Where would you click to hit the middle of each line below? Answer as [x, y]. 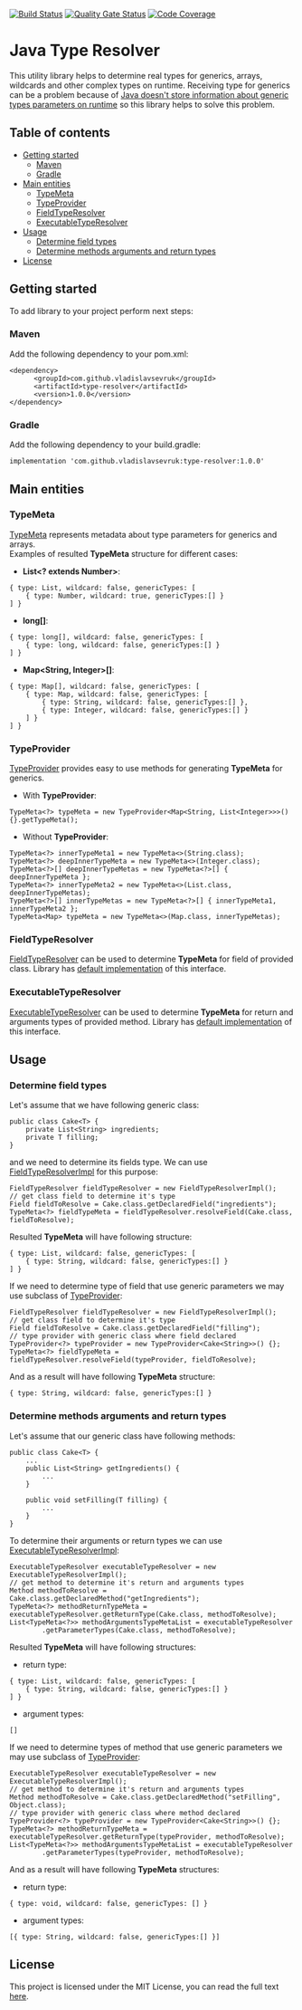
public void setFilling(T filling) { [97, 1500]
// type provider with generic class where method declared [125, 1813]
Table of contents [60, 133]
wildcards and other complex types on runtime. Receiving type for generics [150, 85]
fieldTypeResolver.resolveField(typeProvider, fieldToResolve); [133, 1360]
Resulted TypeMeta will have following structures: [103, 1647]
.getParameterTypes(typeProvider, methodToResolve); [143, 1852]
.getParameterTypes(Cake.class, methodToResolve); [139, 1630]
